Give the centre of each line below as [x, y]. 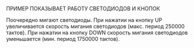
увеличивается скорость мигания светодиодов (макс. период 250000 [96, 26]
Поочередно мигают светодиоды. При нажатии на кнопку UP [84, 20]
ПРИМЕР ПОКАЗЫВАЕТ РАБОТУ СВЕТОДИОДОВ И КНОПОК [83, 9]
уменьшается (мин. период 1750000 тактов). [63, 39]
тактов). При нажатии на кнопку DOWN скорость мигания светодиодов [97, 33]
